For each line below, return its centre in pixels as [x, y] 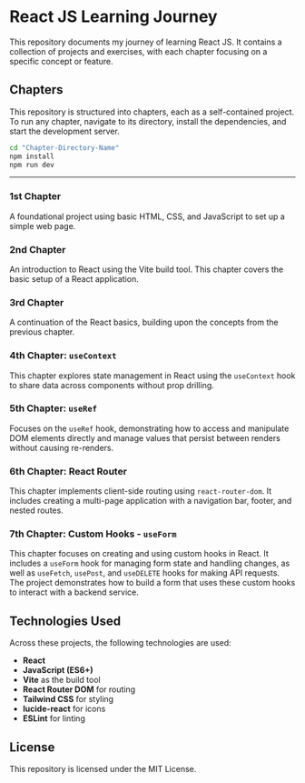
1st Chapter [35, 196]
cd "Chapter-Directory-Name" [64, 147]
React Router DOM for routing [79, 689]
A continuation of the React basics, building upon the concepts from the [144, 322]
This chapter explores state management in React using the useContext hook [152, 376]
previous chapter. [42, 332]
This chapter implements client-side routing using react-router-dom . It [141, 491]
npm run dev [32, 165]
